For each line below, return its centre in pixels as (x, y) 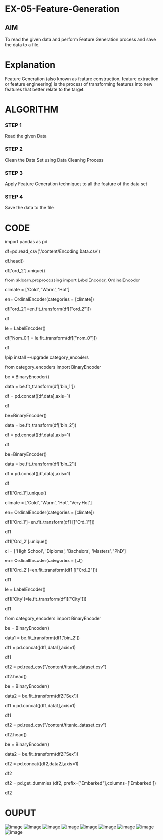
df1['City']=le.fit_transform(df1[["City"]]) (46, 599)
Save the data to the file (30, 208)
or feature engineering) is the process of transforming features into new (79, 84)
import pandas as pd (26, 242)
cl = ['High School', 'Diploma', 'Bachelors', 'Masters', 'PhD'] (66, 551)
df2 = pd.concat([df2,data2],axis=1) (42, 764)
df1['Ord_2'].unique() (27, 541)
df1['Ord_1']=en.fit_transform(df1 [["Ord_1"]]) (50, 522)
